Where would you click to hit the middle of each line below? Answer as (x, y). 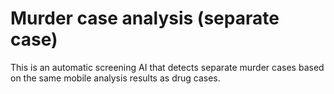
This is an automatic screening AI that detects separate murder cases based (167, 67)
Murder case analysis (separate (145, 18)
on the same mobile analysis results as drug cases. (115, 78)
